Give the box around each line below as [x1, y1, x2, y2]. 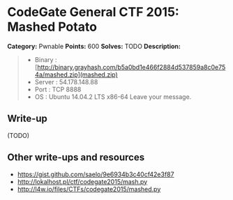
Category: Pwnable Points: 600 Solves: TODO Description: [7, 42, 181, 50]
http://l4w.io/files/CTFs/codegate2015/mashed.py [17, 185, 161, 193]
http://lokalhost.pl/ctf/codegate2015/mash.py [17, 177, 148, 185]
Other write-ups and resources [7, 151, 145, 164]
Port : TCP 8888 [34, 85, 82, 93]
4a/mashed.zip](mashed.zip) [34, 70, 119, 79]
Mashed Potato [7, 19, 98, 35]
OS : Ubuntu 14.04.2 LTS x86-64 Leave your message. [34, 92, 192, 101]
